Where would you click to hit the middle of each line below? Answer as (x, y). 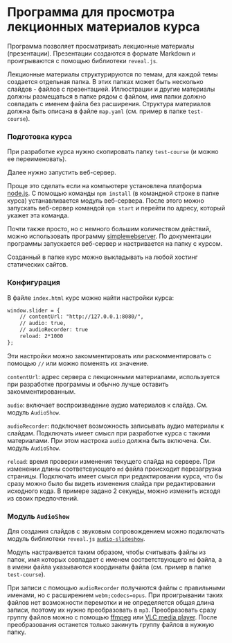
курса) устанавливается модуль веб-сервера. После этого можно (106, 201)
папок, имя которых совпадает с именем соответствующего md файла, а (115, 560)
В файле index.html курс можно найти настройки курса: (91, 298)
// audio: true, (43, 324)
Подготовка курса (40, 136)
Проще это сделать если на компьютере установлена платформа (105, 186)
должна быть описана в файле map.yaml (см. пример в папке (97, 111)
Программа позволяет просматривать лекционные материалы (101, 46)
